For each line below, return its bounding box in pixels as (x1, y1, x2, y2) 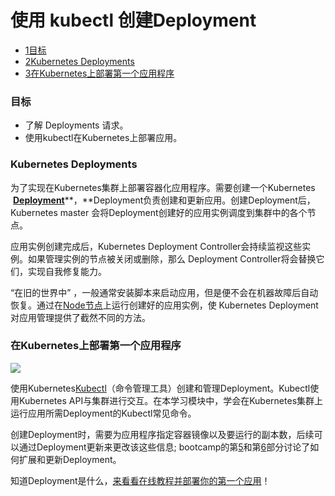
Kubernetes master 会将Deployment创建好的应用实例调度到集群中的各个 (10, 206, 308, 218)
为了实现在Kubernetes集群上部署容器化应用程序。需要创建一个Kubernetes (10, 181, 316, 193)
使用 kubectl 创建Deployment (10, 9, 257, 32)
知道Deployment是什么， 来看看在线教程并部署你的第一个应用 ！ (10, 474, 271, 486)
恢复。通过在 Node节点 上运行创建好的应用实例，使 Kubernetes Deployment (10, 299, 319, 311)
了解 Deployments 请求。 (24, 119, 129, 131)
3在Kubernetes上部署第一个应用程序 (24, 67, 175, 79)
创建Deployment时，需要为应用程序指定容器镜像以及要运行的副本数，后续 (10, 428, 315, 440)
